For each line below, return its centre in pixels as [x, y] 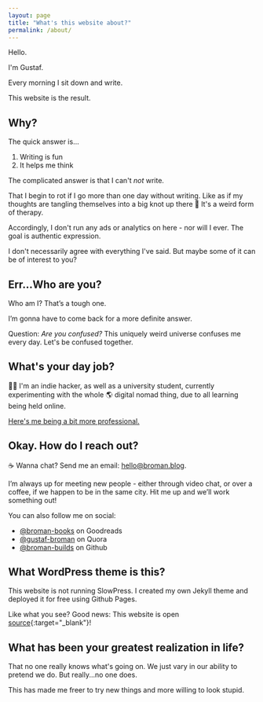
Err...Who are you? [55, 284]
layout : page [29, 15]
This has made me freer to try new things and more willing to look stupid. [126, 690]
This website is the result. [50, 98]
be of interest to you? [42, 259]
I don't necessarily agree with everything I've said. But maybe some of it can [132, 252]
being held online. [37, 406]
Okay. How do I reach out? [73, 446]
